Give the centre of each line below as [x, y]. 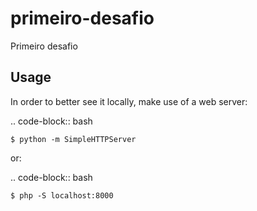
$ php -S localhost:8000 [62, 195]
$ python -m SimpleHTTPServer [73, 139]
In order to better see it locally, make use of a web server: [129, 101]
